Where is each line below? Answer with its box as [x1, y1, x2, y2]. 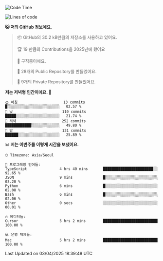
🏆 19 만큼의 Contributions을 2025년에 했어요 [17, 46, 106, 52]
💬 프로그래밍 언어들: [5, 162, 41, 167]
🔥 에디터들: [5, 214, 26, 219]
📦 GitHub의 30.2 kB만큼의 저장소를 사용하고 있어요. [17, 35, 118, 40]
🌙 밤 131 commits [5, 128, 87, 133]
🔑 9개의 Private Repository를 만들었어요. [17, 79, 96, 85]
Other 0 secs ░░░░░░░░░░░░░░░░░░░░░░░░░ [5, 201, 158, 205]
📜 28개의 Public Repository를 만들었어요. [17, 69, 97, 74]
